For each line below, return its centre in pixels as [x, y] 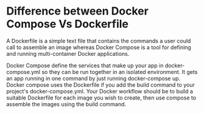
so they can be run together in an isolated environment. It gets [120, 72]
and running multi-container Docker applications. [68, 53]
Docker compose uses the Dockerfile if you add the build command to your [100, 85]
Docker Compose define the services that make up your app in [85, 65]
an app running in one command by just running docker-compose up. [93, 78]
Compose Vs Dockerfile [68, 24]
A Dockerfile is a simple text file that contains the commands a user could [99, 41]
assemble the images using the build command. [66, 104]
